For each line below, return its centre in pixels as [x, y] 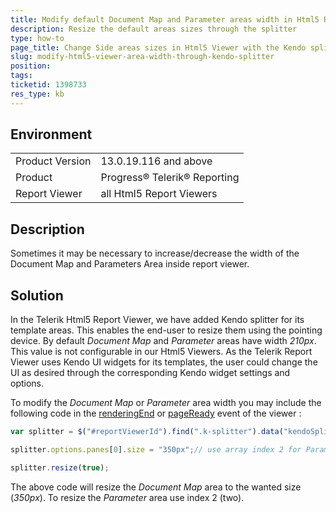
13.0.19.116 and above [156, 161]
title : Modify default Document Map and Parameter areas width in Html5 [165, 19]
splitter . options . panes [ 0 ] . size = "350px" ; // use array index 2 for [156, 449]
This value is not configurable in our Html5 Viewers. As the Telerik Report [161, 352]
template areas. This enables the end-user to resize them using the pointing [166, 330]
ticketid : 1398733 [48, 85]
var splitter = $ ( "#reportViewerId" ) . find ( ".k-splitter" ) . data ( [147, 432]
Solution [37, 295]
